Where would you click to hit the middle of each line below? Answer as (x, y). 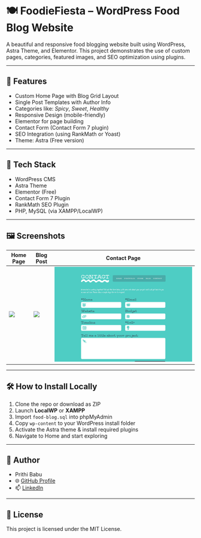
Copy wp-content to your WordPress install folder (75, 423)
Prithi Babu (28, 475)
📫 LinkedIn (29, 488)
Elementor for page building (49, 121)
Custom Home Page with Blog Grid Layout (67, 96)
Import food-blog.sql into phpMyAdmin (63, 417)
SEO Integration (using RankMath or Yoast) (68, 134)
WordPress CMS (35, 179)
